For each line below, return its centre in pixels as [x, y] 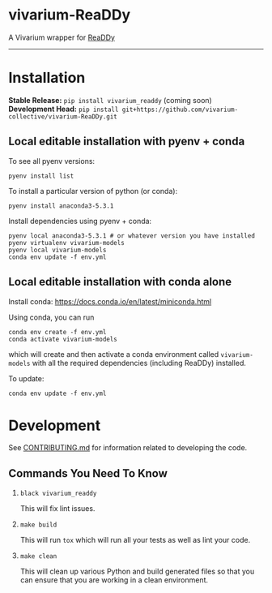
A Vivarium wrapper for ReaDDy [62, 37]
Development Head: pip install [64, 109]
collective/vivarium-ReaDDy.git [63, 116]
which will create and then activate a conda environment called [114, 354]
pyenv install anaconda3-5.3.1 [61, 206]
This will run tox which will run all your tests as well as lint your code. [135, 540]
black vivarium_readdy [58, 494]
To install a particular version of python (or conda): [93, 191]
